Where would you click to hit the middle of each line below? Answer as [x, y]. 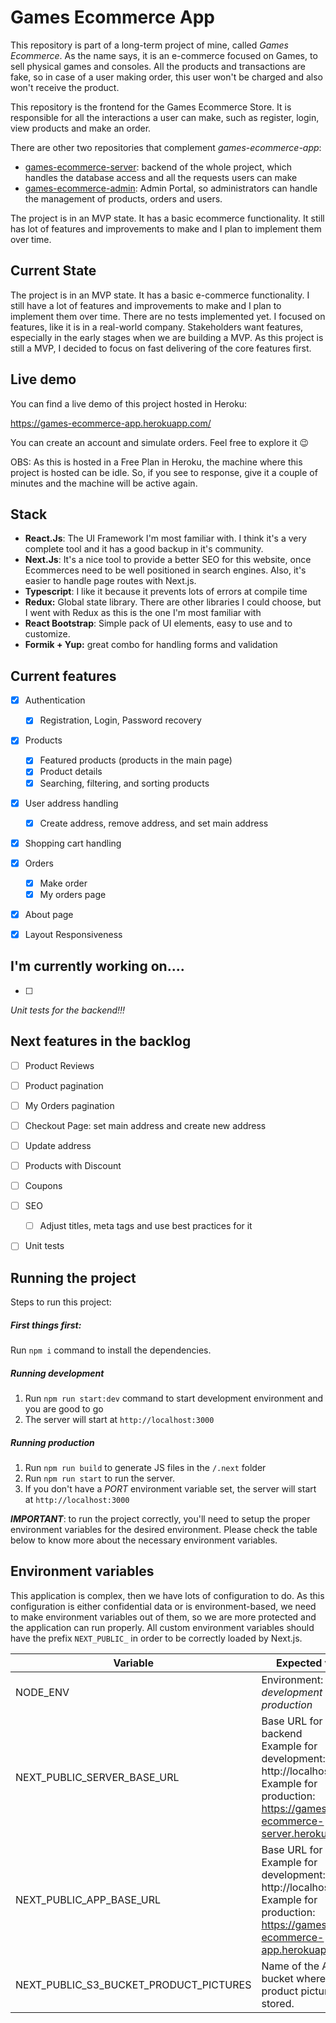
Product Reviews [59, 1065]
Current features [63, 676]
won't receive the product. [65, 87]
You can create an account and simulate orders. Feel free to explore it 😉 [160, 442]
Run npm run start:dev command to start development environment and [174, 1398]
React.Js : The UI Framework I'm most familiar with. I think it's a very [165, 538]
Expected [299, 1663]
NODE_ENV [42, 1692]
